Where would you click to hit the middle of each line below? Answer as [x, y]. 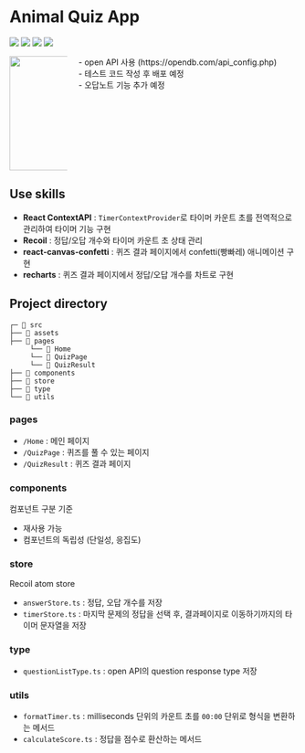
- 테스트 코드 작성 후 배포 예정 [131, 73]
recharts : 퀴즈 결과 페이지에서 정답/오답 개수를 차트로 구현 [128, 274]
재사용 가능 [42, 528]
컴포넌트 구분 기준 [41, 509]
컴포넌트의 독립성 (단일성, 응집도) [82, 540]
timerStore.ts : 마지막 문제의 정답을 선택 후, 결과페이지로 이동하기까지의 [152, 614]
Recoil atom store [42, 584]
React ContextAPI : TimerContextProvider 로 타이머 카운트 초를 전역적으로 [157, 217]
